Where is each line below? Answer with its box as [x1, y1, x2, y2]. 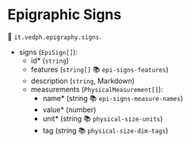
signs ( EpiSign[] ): [18, 47, 78, 56]
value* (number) [42, 105, 97, 114]
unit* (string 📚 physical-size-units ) [42, 114, 163, 123]
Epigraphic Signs [7, 6, 122, 24]
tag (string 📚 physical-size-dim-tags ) [42, 126, 169, 135]
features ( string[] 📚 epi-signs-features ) [30, 64, 169, 74]
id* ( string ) [30, 56, 69, 65]
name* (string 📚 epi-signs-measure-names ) [42, 93, 183, 102]
